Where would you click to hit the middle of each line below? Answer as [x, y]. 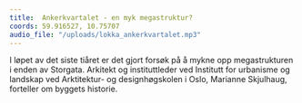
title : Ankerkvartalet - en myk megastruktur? [101, 18]
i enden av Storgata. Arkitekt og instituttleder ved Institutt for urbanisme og [150, 70]
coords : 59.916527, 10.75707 [65, 26]
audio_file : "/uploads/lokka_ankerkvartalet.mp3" [106, 34]
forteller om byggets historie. [64, 89]
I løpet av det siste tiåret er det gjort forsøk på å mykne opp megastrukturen [151, 61]
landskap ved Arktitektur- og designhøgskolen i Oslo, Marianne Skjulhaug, [149, 80]
